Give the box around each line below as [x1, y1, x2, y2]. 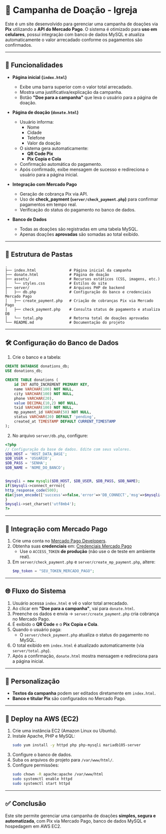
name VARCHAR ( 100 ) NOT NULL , [14, 387, 74, 392]
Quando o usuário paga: [12, 626, 62, 632]
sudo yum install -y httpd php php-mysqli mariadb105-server [12, 743, 141, 748]
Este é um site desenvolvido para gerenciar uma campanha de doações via [5, 21, 158, 27]
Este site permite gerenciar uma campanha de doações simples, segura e [5, 813, 156, 819]
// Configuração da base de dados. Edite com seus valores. [5, 447, 132, 452]
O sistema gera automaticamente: [19, 145, 89, 151]
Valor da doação [27, 140, 61, 146]
